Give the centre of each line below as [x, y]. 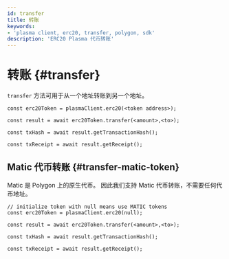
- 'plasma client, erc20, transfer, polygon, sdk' [81, 33]
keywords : [21, 26]
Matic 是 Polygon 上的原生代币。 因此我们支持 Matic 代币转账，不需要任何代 [115, 185]
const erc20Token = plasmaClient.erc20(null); [75, 213]
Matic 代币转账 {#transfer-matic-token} [94, 167]
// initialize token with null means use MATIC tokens [87, 207]
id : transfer [26, 13]
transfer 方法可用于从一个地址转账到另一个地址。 [78, 95]
